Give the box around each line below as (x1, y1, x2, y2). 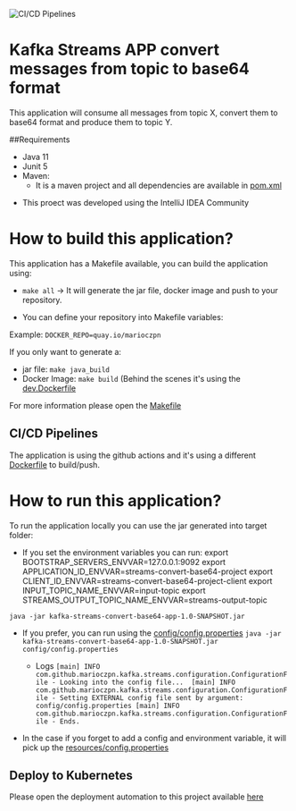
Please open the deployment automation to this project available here (9, 791, 264, 802)
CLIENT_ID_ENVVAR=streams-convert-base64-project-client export (21, 575, 273, 586)
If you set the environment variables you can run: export (21, 546, 229, 558)
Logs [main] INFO (35, 660, 101, 671)
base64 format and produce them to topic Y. (9, 116, 173, 127)
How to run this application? (9, 490, 222, 511)
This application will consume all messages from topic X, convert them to (9, 107, 278, 118)
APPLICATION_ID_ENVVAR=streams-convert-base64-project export (21, 566, 274, 577)
